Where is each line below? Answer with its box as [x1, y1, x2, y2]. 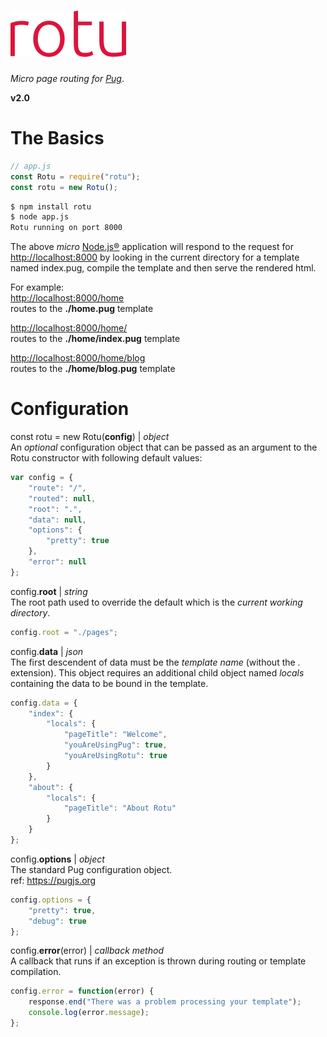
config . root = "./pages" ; [10, 627, 118, 637]
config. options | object [10, 853, 105, 865]
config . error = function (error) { [10, 986, 155, 997]
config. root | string [10, 585, 88, 597]
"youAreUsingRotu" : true [63, 751, 168, 761]
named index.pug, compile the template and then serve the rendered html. [10, 262, 317, 274]
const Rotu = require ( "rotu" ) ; [10, 171, 141, 182]
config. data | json [10, 645, 84, 657]
